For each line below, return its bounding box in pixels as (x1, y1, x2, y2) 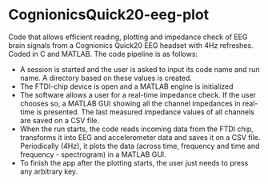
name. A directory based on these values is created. (19, 73, 192, 82)
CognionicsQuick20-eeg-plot (8, 6, 210, 24)
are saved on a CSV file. (19, 115, 100, 125)
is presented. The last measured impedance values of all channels (36, 106, 254, 117)
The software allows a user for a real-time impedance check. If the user (19, 90, 257, 99)
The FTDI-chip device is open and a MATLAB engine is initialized (19, 82, 234, 91)
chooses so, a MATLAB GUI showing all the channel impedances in (19, 98, 242, 108)
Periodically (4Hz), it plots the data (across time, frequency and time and (19, 141, 260, 150)
